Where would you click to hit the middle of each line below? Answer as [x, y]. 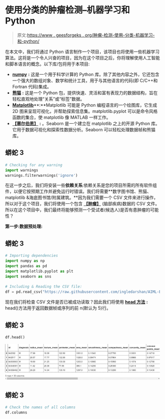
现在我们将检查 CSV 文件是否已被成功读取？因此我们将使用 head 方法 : [77, 302]
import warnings [22, 170]
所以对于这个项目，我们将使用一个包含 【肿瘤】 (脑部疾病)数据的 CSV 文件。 [82, 204]
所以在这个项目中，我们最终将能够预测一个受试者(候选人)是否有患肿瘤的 [78, 210]
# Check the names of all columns [41, 407]
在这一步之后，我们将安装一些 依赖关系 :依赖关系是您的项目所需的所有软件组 [81, 185]
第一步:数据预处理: [24, 226]
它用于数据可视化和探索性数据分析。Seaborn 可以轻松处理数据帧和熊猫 [84, 129]
